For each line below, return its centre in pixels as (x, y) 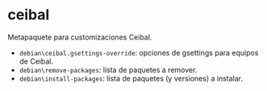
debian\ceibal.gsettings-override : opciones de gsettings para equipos (139, 52)
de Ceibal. (36, 61)
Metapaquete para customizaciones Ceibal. (80, 37)
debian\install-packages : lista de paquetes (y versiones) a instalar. (131, 78)
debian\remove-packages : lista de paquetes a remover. (108, 69)
